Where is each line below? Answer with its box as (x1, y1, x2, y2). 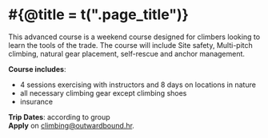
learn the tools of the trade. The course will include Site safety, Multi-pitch (8, 40, 254, 49)
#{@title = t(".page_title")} (8, 6, 190, 24)
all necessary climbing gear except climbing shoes (19, 88, 187, 97)
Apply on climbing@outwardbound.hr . (8, 120, 134, 130)
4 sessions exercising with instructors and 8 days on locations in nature (19, 80, 256, 89)
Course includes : (8, 64, 66, 73)
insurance (19, 97, 54, 106)
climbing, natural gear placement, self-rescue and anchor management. (8, 49, 246, 58)
